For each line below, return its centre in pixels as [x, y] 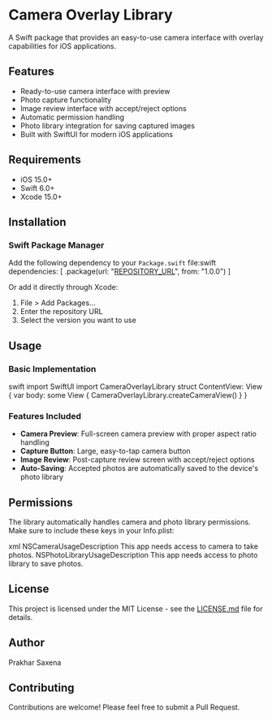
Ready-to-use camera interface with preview [95, 91]
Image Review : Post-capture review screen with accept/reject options [137, 459]
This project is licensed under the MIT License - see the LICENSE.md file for [136, 608]
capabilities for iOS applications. [63, 45]
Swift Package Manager [56, 245]
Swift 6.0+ [37, 188]
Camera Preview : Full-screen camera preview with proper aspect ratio [138, 434]
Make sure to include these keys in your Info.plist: [91, 531]
